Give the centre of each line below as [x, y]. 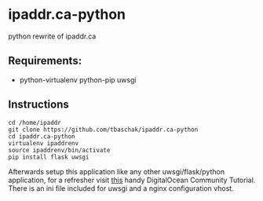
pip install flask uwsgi [49, 157]
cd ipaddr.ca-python [42, 136]
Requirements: [45, 61]
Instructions [38, 105]
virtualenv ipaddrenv [44, 143]
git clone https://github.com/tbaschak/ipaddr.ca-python [103, 130]
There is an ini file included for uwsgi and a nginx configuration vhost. [121, 188]
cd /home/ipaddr [35, 122]
